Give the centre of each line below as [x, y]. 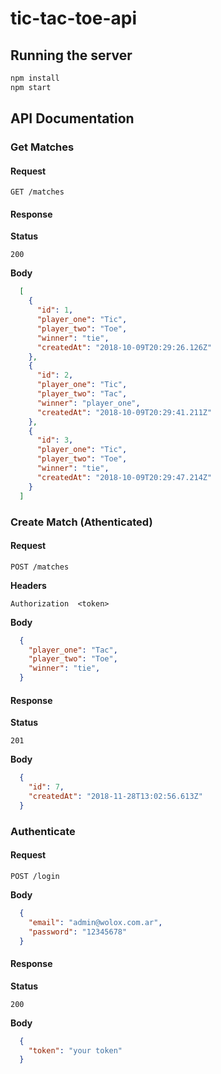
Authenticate [43, 831]
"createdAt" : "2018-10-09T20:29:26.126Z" [124, 347]
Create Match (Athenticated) [81, 522]
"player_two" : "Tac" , [82, 394]
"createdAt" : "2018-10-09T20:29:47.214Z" [124, 477]
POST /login [35, 876]
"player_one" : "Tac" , [73, 650]
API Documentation [72, 118]
